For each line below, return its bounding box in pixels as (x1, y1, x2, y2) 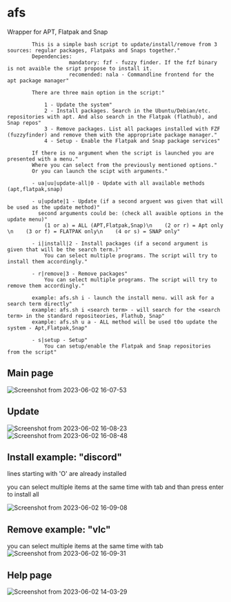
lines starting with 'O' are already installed (7, 470, 127, 478)
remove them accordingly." (7, 282, 85, 289)
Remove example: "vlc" (7, 523, 111, 535)
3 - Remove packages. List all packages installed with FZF (43, 126, 221, 132)
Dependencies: (32, 53, 72, 60)
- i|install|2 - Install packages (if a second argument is (32, 240, 208, 247)
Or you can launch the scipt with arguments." (32, 168, 168, 174)
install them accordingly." (7, 258, 88, 265)
